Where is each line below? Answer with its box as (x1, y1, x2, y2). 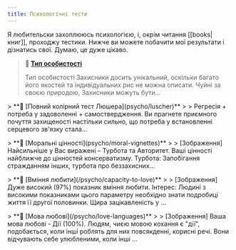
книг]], (7, 37, 28, 46)
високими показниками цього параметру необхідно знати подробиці (7, 190, 219, 199)
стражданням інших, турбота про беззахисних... (7, 161, 155, 170)
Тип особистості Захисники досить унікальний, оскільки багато (24, 73, 220, 81)
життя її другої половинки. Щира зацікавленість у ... (7, 198, 166, 206)
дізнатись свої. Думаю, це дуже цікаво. (7, 45, 128, 54)
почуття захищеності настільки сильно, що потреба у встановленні (7, 117, 212, 126)
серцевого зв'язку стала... (7, 124, 88, 133)
